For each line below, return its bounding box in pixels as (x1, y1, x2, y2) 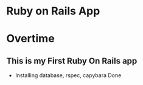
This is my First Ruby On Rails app (6, 55, 138, 66)
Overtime (6, 32, 55, 46)
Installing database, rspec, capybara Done (15, 72, 122, 79)
